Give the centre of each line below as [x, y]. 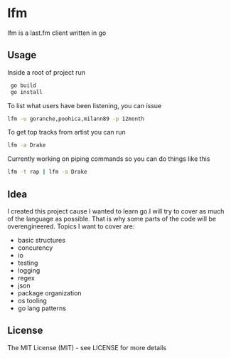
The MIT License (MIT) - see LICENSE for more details [87, 347]
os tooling [32, 300]
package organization [49, 293]
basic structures [42, 240]
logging [29, 270]
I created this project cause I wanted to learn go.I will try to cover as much [116, 211]
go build [23, 85]
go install [26, 92]
